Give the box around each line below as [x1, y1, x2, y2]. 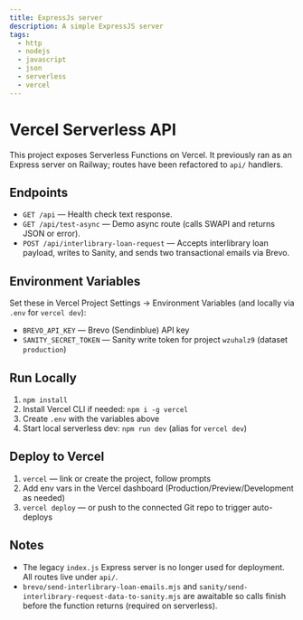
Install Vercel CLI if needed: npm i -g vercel [22, 404, 188, 414]
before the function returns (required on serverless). [22, 600, 218, 611]
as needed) [22, 492, 65, 503]
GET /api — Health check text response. [22, 209, 174, 220]
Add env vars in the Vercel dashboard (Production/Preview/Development [22, 483, 294, 493]
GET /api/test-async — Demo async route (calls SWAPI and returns [22, 219, 276, 230]
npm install [22, 396, 68, 405]
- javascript [17, 55, 67, 64]
